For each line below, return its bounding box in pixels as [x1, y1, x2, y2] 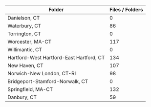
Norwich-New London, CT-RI [7, 70, 76, 77]
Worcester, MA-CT [7, 39, 52, 45]
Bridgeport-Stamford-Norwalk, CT [7, 78, 88, 85]
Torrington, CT [7, 30, 41, 37]
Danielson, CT [7, 15, 40, 21]
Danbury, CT [7, 94, 37, 101]
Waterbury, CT [7, 22, 42, 29]
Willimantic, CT [7, 46, 43, 53]
